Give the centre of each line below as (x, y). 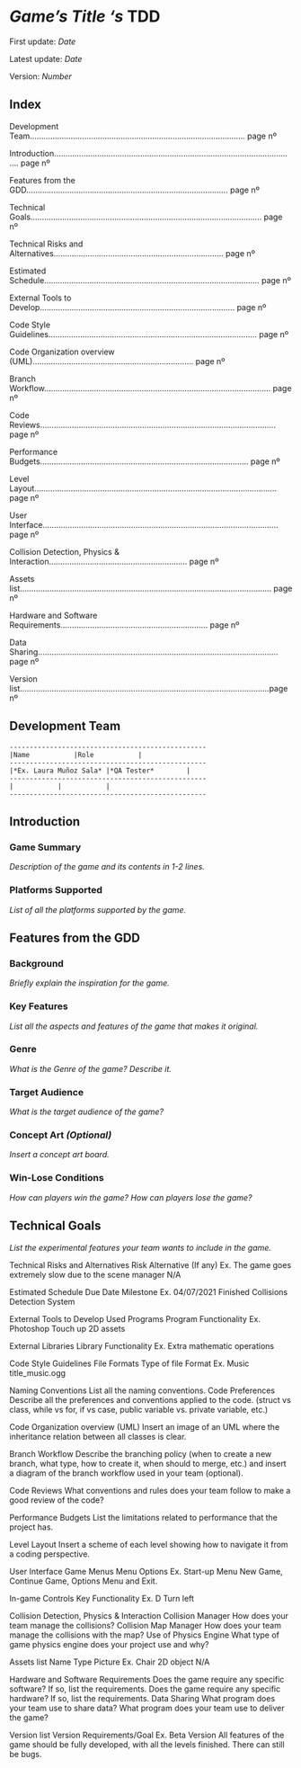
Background (37, 963)
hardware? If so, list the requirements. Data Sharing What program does (142, 1698)
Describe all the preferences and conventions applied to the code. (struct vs (150, 1399)
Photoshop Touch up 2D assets (67, 1328)
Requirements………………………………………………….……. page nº (124, 625)
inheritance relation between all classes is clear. (98, 1436)
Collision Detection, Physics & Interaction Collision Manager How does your (149, 1615)
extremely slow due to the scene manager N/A (95, 1274)
